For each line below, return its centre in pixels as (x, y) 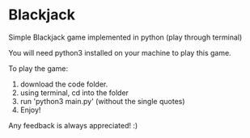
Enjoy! (30, 110)
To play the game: (38, 68)
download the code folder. (64, 84)
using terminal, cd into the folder (74, 92)
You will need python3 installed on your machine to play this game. (120, 52)
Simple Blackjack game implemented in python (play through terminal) (125, 37)
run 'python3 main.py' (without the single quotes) (102, 101)
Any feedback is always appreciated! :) (73, 125)
